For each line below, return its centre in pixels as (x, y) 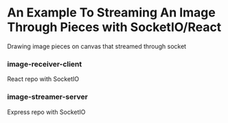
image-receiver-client (45, 64)
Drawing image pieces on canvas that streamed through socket (97, 46)
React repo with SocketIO (43, 79)
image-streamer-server (47, 97)
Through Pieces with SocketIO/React (114, 27)
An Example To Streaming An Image (112, 13)
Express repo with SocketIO (46, 112)
